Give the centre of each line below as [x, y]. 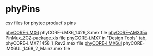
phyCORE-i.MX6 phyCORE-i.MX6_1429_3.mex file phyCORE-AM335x [76, 32]
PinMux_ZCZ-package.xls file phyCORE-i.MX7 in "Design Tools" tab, [76, 38]
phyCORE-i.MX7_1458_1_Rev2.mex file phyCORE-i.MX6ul [64, 43]
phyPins [23, 9]
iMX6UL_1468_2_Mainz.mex [34, 48]
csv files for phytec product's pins [41, 23]
